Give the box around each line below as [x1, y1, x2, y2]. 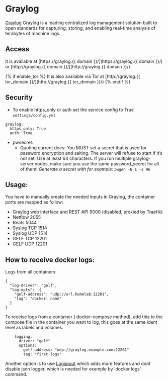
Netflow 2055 [12, 214, 41, 220]
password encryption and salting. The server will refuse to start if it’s [20, 150, 162, 156]
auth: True [10, 130, 33, 136]
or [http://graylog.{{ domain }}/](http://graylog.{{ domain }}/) [5, 63, 131, 69]
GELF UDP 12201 [12, 241, 48, 247]
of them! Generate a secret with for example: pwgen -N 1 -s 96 [20, 166, 151, 172]
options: [18, 343, 37, 348]
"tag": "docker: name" [14, 296, 62, 302]
